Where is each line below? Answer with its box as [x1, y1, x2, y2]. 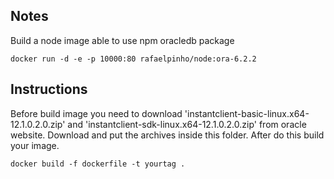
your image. [10, 139, 60, 151]
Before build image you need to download [10, 107, 183, 119]
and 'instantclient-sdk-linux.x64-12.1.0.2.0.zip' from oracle [67, 118, 307, 130]
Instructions [10, 81, 88, 98]
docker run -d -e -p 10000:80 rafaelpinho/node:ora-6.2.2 [10, 54, 257, 64]
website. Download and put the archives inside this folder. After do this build [10, 129, 325, 141]
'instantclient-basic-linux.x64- [184, 107, 310, 119]
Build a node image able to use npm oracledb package [10, 34, 235, 46]
